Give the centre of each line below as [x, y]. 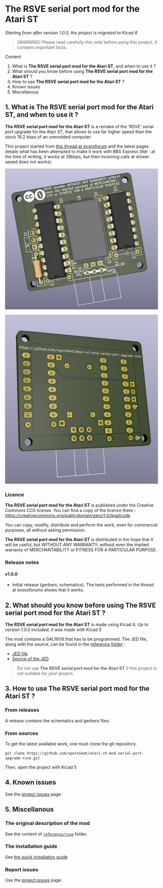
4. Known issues [31, 782]
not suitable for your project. [45, 673]
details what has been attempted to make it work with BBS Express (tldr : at [80, 151]
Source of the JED [30, 659]
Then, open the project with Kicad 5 [41, 767]
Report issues [22, 870]
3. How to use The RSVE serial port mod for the [77, 689]
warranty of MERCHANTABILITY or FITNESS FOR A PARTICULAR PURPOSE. [81, 550]
